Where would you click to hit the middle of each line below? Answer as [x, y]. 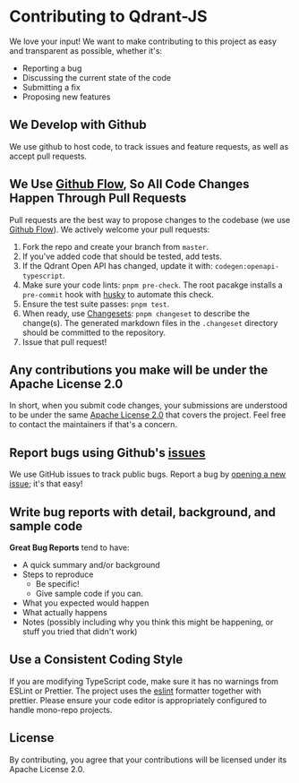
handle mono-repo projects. [61, 710]
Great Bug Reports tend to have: [69, 547]
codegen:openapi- [247, 266]
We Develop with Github [78, 125]
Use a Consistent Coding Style [96, 660]
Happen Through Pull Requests [98, 198]
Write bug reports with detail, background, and [142, 512]
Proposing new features [66, 97]
